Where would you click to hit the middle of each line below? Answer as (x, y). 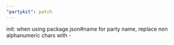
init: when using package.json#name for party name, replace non (87, 29)
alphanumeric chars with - (39, 35)
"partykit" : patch (29, 12)
